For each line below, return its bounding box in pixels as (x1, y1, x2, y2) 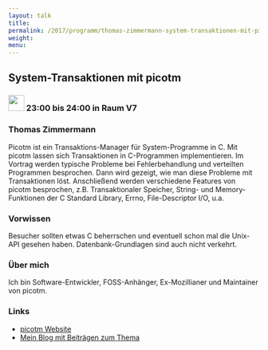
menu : (8, 41, 26, 49)
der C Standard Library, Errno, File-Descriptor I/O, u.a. (46, 193, 225, 203)
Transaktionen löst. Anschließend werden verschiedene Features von (8, 176, 236, 186)
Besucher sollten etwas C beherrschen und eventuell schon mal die (8, 231, 231, 241)
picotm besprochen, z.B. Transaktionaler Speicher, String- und (8, 184, 214, 194)
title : (8, 19, 30, 27)
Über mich (8, 259, 49, 270)
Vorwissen (8, 213, 51, 224)
